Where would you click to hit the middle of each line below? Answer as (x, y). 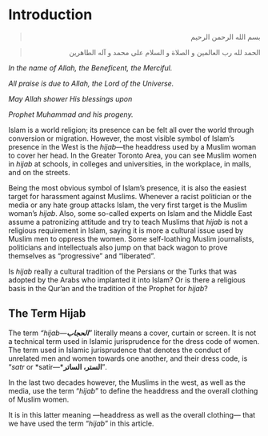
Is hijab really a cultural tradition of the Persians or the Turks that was (123, 271)
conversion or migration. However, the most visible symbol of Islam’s (121, 138)
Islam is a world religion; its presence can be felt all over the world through (131, 130)
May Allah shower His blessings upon (70, 98)
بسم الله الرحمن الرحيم (226, 37)
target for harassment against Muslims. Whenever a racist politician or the (130, 196)
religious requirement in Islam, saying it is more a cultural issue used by (126, 230)
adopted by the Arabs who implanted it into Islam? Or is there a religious (127, 280)
